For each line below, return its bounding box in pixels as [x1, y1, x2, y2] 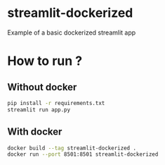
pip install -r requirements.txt [7, 99, 105, 106]
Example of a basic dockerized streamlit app [7, 28, 136, 37]
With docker [7, 126, 62, 138]
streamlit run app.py [7, 106, 71, 114]
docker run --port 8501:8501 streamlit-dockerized [7, 151, 159, 158]
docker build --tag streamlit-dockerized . [7, 145, 137, 152]
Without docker [7, 81, 77, 93]
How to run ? [7, 53, 83, 69]
